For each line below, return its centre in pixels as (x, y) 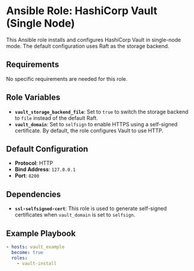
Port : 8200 (27, 176)
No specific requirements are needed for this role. (67, 79)
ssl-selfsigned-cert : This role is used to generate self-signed (90, 208)
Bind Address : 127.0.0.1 (45, 169)
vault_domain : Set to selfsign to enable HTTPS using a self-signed (96, 124)
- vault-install (37, 263)
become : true (28, 252)
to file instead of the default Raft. (56, 118)
